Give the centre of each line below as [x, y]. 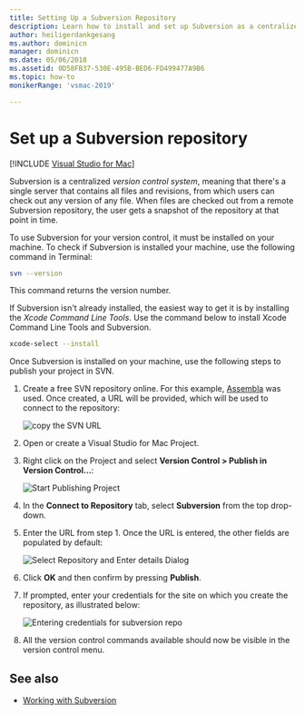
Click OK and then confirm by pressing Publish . [112, 578]
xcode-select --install [54, 344]
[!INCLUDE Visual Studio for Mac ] [72, 164]
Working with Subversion [69, 700]
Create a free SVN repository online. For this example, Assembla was [152, 389]
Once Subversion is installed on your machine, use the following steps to [145, 362]
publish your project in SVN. [62, 371]
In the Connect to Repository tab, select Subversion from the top [146, 506]
